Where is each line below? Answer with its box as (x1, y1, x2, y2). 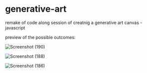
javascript (5, 24, 26, 30)
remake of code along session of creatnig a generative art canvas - (5, 20, 143, 25)
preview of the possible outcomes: (5, 34, 76, 40)
